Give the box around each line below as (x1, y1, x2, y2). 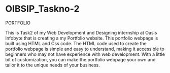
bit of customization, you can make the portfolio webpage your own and (5, 56, 156, 62)
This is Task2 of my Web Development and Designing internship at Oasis (5, 29, 157, 35)
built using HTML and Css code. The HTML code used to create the (5, 40, 147, 46)
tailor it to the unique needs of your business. (5, 62, 100, 68)
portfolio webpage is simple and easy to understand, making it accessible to (5, 46, 165, 52)
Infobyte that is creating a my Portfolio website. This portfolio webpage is (5, 35, 158, 41)
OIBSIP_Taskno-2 (5, 3, 80, 15)
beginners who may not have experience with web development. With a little (5, 51, 165, 57)
